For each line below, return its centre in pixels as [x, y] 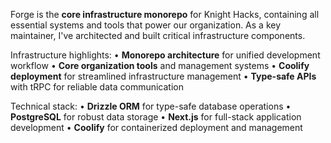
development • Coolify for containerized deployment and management [156, 127]
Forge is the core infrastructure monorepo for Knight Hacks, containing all [165, 14]
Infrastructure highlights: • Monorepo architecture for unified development [165, 55]
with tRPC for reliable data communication [97, 87]
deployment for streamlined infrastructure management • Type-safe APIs [163, 76]
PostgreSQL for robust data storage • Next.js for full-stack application [156, 117]
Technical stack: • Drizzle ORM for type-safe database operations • [151, 106]
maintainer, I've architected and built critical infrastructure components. [158, 35]
